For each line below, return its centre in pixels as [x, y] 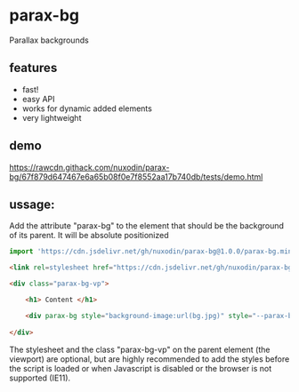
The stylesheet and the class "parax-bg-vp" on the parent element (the [140, 349]
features [33, 68]
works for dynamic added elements [87, 108]
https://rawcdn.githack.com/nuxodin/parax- [89, 167]
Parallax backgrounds [49, 40]
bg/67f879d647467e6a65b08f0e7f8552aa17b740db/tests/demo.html [136, 176]
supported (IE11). [40, 378]
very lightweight [52, 117]
